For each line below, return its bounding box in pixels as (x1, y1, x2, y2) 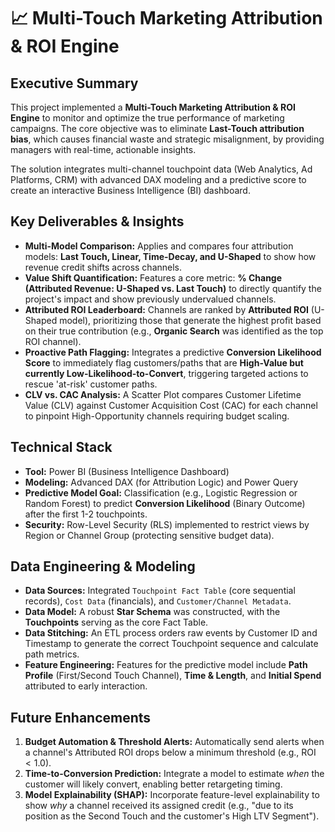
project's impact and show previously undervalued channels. (24, 293, 277, 305)
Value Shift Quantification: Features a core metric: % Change (24, 271, 283, 284)
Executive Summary (10, 75, 139, 92)
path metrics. (24, 648, 80, 660)
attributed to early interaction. (24, 680, 148, 692)
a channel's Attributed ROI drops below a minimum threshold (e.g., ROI (24, 746, 317, 759)
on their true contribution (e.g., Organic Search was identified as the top (24, 325, 324, 337)
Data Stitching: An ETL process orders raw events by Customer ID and (24, 627, 318, 639)
